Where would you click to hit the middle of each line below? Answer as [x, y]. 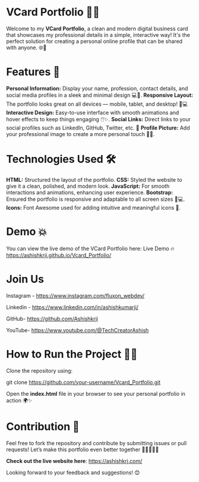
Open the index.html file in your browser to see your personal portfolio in [96, 393]
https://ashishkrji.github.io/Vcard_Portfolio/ [59, 255]
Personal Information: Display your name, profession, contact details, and [97, 88]
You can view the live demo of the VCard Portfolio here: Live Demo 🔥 [90, 248]
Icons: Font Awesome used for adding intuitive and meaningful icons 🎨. [94, 207]
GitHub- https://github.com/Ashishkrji [52, 319]
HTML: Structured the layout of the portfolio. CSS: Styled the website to [94, 179]
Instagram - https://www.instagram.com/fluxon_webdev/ [75, 295]
